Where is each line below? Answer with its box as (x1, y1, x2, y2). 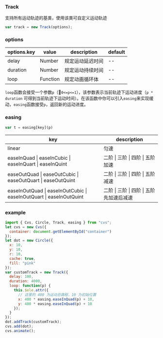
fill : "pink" (9, 261, 36, 266)
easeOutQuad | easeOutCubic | (7, 171, 79, 178)
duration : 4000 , (9, 279, 42, 284)
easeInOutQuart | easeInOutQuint (7, 193, 84, 200)
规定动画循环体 (65, 76, 99, 83)
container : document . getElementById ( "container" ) (9, 229, 112, 234)
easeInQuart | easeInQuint (7, 160, 67, 167)
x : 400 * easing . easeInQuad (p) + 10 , (17, 297, 95, 302)
